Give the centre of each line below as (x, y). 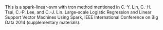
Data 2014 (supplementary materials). (43, 22)
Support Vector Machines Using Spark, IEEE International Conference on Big (81, 17)
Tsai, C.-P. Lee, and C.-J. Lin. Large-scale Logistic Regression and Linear (78, 12)
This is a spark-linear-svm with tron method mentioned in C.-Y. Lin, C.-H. (78, 7)
